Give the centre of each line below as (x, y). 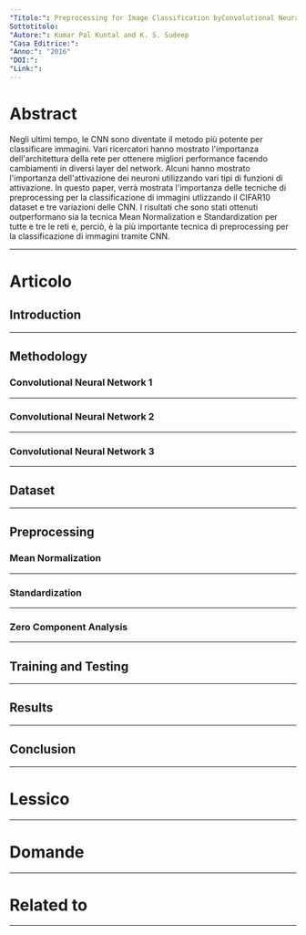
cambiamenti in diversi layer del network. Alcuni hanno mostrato (130, 168)
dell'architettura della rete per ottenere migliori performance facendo (139, 158)
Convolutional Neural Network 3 (82, 451)
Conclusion (43, 749)
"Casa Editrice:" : (44, 43)
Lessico (40, 799)
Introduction (46, 315)
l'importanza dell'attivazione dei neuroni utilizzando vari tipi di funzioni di (146, 178)
